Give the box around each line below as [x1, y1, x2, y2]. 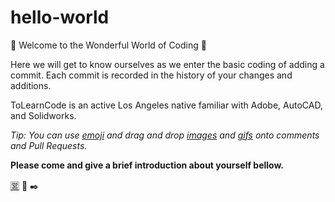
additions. [10, 79, 52, 91]
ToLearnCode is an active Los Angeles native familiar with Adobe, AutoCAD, [10, 99, 323, 111]
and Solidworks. [10, 109, 77, 121]
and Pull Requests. [10, 139, 88, 151]
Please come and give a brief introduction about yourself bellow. [10, 159, 285, 171]
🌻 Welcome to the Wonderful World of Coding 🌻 [10, 39, 207, 51]
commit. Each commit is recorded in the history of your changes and [10, 69, 293, 81]
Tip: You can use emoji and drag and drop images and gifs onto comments [10, 129, 320, 141]
